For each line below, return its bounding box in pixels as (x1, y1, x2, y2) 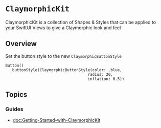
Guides (5, 105, 24, 113)
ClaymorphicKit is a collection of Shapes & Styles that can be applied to (5, 19, 156, 25)
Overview (5, 39, 37, 48)
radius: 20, (87, 72, 113, 77)
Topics (5, 90, 28, 99)
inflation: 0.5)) (87, 76, 125, 81)
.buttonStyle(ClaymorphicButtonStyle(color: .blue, (10, 67, 123, 73)
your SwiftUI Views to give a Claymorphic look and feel (5, 25, 121, 31)
